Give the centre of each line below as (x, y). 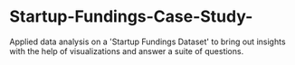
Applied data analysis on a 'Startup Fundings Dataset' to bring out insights (148, 42)
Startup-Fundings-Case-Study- (131, 17)
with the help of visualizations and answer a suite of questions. (127, 51)
